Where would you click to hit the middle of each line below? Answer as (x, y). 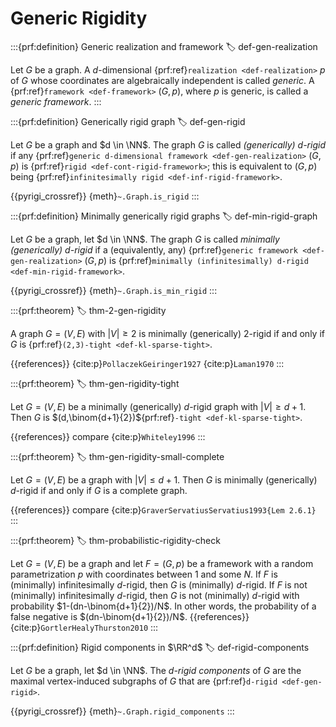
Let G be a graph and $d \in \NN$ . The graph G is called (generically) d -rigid (168, 144)
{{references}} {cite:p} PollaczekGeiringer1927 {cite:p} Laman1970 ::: (147, 363)
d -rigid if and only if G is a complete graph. (99, 490)
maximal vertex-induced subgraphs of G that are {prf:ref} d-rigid (144, 681)
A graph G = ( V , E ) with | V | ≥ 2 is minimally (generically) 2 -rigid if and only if (167, 333)
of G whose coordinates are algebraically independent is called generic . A (162, 80)
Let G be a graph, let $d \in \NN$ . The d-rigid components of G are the (156, 670)
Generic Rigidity (79, 18)
